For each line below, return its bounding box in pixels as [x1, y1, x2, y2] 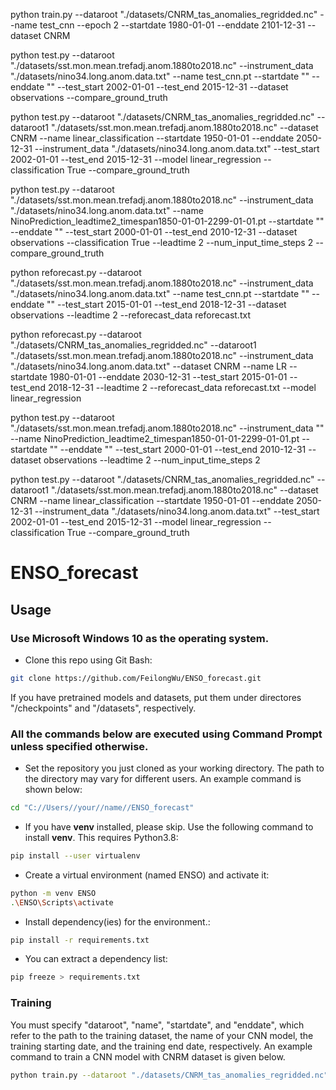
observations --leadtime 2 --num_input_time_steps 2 [43, 454, 261, 466]
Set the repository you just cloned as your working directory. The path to [24, 762, 325, 774]
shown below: [24, 784, 83, 796]
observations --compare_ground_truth [10, 92, 168, 103]
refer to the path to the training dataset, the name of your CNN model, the [10, 1029, 314, 1041]
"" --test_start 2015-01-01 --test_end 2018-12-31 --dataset [46, 299, 287, 310]
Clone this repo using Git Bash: [24, 654, 153, 666]
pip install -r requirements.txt [10, 935, 150, 945]
